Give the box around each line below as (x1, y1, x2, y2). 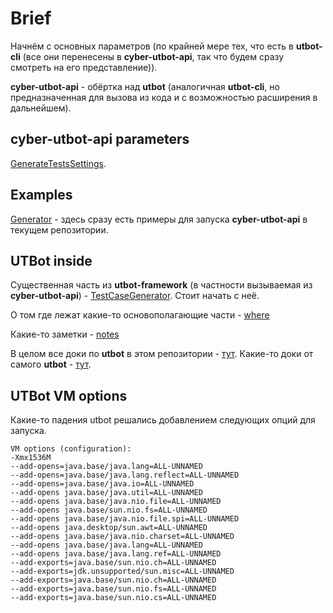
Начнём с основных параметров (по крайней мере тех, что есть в (10, 40, 294, 52)
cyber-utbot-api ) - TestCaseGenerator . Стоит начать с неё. (10, 290, 260, 302)
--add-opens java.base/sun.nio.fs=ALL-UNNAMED (10, 505, 208, 516)
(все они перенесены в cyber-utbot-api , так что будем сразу (22, 50, 285, 62)
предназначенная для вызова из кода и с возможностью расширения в (10, 91, 318, 103)
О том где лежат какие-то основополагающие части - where (10, 309, 270, 321)
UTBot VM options (10, 387, 128, 404)
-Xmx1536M (10, 453, 52, 463)
